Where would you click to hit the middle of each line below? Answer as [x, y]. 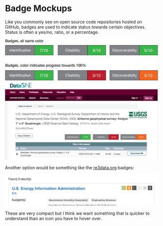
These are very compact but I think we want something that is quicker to [77, 213]
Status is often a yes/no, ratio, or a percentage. [52, 32]
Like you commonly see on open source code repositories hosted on [73, 22]
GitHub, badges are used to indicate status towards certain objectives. [75, 27]
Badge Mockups [39, 8]
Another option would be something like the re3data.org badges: [70, 167]
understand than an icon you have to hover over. [53, 218]
